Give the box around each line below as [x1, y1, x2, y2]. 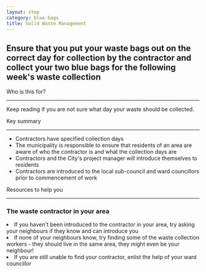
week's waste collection [6, 72, 101, 82]
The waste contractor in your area [6, 207, 110, 216]
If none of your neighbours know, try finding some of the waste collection [14, 234, 200, 241]
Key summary [6, 118, 41, 125]
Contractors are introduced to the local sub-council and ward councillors [15, 168, 199, 175]
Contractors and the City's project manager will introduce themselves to [15, 154, 197, 162]
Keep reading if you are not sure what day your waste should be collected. [6, 105, 194, 113]
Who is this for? [6, 88, 46, 96]
